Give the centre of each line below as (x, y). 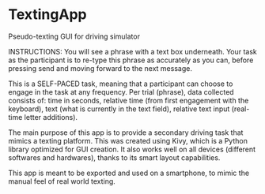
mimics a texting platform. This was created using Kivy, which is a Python (128, 140)
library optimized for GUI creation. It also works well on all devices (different (132, 149)
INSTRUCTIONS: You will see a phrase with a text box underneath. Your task (132, 51)
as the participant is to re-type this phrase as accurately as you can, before (131, 60)
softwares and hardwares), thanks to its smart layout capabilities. (114, 157)
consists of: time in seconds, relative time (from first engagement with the (129, 100)
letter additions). (51, 117)
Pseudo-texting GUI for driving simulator (74, 36)
